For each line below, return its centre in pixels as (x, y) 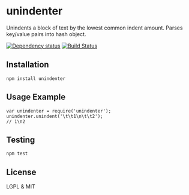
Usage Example (36, 97)
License (21, 172)
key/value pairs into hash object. (46, 34)
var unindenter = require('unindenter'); (59, 111)
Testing (21, 140)
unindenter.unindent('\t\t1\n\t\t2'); (55, 116)
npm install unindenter (36, 79)
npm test (17, 154)
